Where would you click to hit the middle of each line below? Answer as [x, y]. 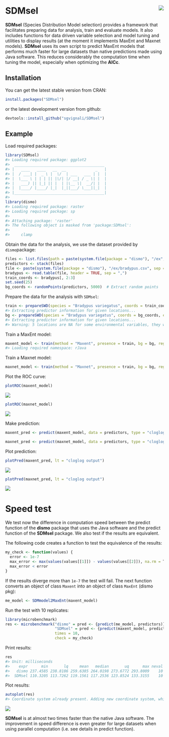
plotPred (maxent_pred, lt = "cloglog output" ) [55, 461]
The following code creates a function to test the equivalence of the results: [84, 543]
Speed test [28, 509]
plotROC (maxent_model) [29, 386]
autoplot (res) [20, 695]
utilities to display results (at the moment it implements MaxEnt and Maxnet [83, 41]
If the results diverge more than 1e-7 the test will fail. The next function [78, 580]
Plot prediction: [21, 451]
